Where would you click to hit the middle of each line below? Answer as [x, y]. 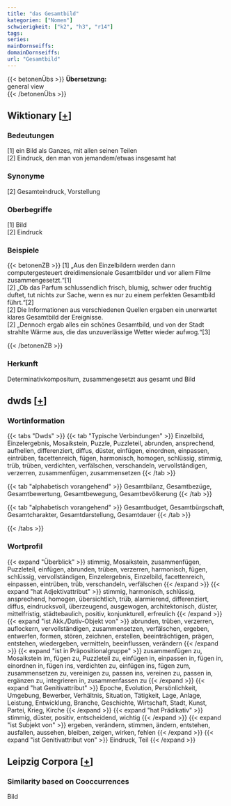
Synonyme [26, 177]
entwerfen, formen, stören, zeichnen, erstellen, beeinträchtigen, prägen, [111, 636]
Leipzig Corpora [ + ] [50, 762]
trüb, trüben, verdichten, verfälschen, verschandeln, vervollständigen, [107, 465]
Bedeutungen [31, 135]
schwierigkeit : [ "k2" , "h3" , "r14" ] [60, 27]
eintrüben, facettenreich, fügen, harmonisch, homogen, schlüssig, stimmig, [115, 458]
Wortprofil [25, 546]
